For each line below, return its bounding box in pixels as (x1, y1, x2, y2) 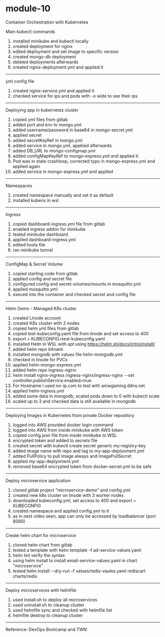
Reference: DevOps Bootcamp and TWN (5, 626, 87, 632)
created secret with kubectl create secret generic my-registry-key (12, 442, 146, 448)
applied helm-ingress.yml (12, 388, 64, 393)
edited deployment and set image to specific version (12, 49, 119, 54)
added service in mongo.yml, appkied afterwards (12, 143, 112, 148)
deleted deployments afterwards (12, 59, 79, 65)
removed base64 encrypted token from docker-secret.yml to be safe (12, 464, 152, 469)
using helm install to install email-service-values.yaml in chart (12, 557, 138, 563)
